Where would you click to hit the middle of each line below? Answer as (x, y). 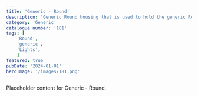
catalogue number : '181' (37, 28)
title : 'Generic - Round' (38, 11)
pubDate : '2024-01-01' (34, 66)
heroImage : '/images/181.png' (43, 71)
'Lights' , (29, 50)
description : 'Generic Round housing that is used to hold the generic (96, 17)
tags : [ (16, 33)
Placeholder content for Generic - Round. (56, 88)
